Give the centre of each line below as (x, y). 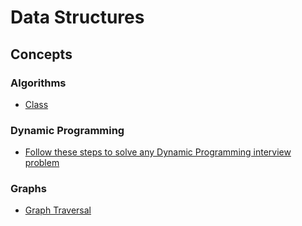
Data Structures (77, 17)
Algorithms (38, 83)
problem (42, 163)
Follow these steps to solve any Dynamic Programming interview (158, 152)
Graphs (28, 189)
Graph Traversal (58, 210)
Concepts (41, 54)
